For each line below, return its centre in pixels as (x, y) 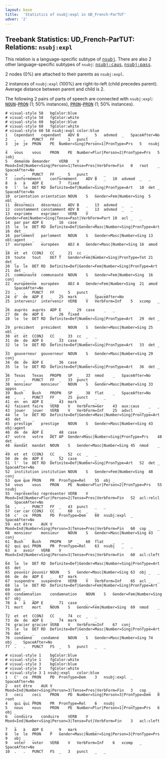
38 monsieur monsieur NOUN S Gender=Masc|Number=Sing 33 (79, 384)
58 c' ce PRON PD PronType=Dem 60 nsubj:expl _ (69, 516)
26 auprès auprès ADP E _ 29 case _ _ (60, 310)
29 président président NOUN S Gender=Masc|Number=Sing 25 (79, 328)
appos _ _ (20, 389)
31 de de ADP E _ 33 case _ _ (51, 341)
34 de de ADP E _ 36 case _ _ (51, 363)
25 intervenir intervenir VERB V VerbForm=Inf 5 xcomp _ (82, 301)
